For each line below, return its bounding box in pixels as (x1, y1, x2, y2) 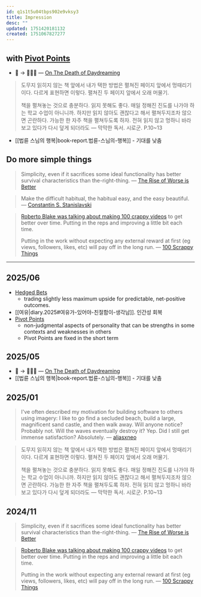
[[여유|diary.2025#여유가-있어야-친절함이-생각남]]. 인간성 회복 (14, 308, 163, 316)
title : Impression (6, 14, 52, 20)
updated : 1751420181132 (6, 25, 66, 32)
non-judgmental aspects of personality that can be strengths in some (23, 322, 195, 329)
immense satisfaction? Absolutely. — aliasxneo (20, 434, 137, 441)
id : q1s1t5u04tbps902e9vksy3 (6, 8, 79, 15)
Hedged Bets (14, 289, 48, 296)
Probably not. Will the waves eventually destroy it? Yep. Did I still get (20, 428, 190, 435)
